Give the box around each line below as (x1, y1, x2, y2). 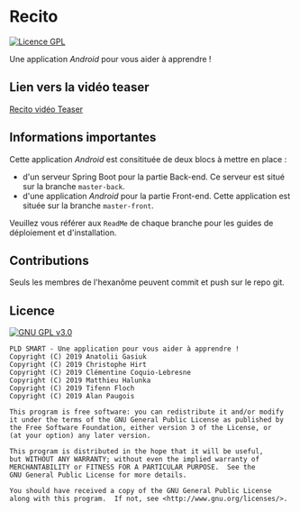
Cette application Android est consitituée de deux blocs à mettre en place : (9, 153, 287, 164)
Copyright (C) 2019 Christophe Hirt (9, 361, 147, 370)
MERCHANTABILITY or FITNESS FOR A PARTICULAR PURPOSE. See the (9, 462, 256, 472)
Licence (9, 303, 56, 318)
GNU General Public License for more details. (9, 471, 187, 480)
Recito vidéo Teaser (9, 104, 84, 114)
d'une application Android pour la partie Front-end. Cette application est (22, 190, 291, 201)
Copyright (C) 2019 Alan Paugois (9, 392, 135, 401)
